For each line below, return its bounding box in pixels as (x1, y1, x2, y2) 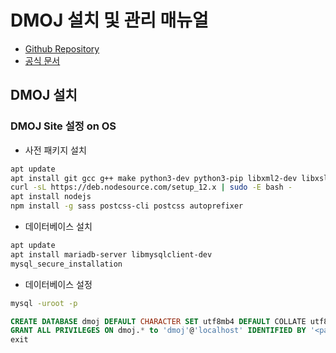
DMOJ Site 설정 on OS (10, 119, 117, 133)
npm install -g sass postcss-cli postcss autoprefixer (10, 201, 244, 211)
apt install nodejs (10, 192, 92, 202)
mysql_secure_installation (10, 259, 123, 269)
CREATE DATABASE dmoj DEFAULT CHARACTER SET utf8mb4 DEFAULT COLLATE (10, 316, 307, 326)
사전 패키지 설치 (24, 144, 87, 156)
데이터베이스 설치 (24, 221, 93, 232)
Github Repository (24, 42, 100, 55)
